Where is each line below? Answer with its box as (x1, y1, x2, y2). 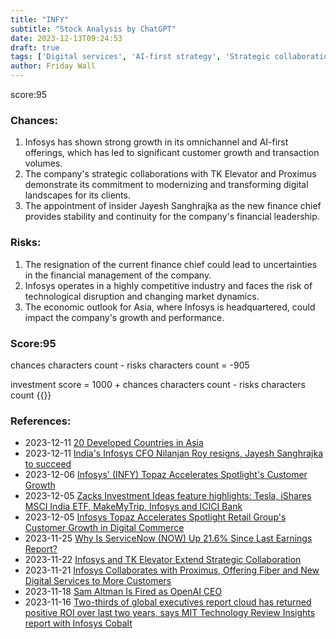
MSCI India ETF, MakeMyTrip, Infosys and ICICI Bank (24, 501, 243, 513)
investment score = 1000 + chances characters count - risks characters (10, 378, 306, 390)
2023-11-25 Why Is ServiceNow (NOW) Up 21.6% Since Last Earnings (24, 532, 313, 545)
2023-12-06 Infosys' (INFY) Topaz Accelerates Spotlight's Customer (24, 469, 308, 481)
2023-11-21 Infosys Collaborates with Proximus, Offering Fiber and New (24, 564, 320, 576)
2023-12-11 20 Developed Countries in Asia (24, 437, 204, 449)
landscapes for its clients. (24, 189, 131, 201)
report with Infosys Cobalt (24, 617, 133, 630)
